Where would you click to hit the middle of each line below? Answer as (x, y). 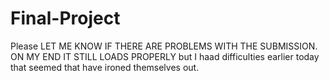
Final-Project (65, 18)
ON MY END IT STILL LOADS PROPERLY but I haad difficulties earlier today (165, 56)
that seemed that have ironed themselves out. (105, 67)
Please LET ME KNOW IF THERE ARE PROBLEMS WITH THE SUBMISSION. (164, 46)
